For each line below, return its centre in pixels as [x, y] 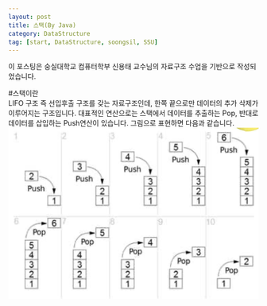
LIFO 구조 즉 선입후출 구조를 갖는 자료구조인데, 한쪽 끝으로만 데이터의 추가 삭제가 [133, 103]
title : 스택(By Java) [43, 25]
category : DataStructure [49, 33]
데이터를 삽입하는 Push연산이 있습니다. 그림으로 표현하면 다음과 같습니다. [121, 123]
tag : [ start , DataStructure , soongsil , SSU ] [83, 42]
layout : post [30, 17]
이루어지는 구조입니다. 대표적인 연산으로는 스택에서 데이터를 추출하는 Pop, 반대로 [133, 113]
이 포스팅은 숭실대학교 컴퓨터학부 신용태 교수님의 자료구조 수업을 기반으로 [122, 67]
